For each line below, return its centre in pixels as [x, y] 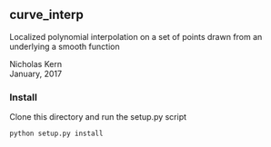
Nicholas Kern [35, 64]
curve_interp [47, 15]
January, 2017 [35, 73]
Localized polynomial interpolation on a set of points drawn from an [136, 36]
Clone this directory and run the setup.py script [98, 117]
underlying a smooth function [65, 46]
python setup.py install [56, 134]
